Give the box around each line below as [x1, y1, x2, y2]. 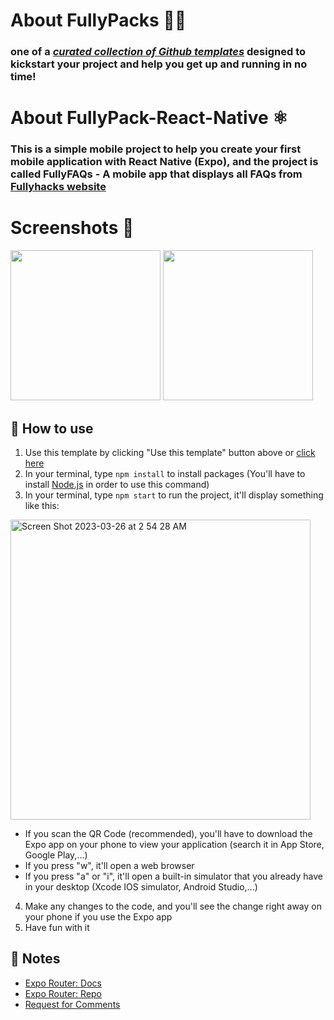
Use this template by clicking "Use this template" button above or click [24, 446, 316, 458]
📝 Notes [10, 950, 61, 968]
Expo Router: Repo [24, 987, 103, 999]
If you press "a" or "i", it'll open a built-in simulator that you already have [24, 870, 323, 882]
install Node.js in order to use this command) [24, 478, 210, 490]
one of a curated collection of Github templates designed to [10, 45, 307, 59]
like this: [24, 499, 60, 511]
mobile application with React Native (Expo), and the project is [10, 155, 319, 169]
